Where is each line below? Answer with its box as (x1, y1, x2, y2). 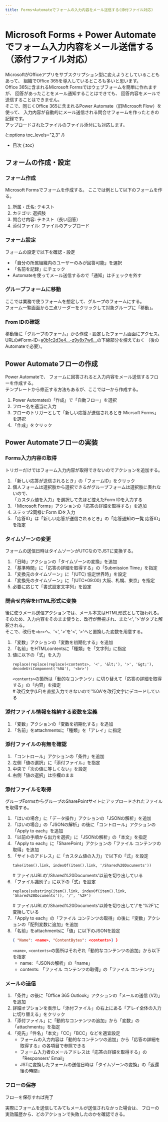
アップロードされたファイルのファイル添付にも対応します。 (5, 122, 127, 128)
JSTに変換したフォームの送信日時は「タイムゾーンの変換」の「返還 (19, 1062, 159, 1068)
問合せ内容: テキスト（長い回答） (12, 217, 81, 223)
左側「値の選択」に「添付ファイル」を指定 (12, 760, 100, 766)
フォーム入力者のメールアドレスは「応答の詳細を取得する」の (19, 1049, 147, 1055)
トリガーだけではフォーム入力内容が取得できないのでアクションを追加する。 (5, 467, 162, 473)
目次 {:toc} (12, 142, 34, 148)
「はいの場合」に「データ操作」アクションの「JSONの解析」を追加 (12, 815, 151, 821)
